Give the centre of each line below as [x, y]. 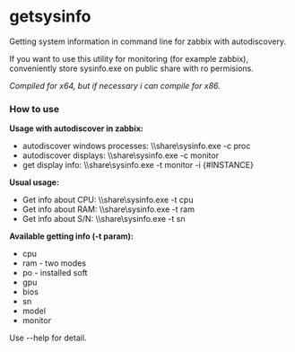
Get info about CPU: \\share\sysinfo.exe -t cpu [108, 200]
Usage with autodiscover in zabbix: [76, 128]
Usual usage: [35, 182]
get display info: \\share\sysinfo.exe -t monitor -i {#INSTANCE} [138, 165]
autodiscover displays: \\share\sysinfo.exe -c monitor [121, 155]
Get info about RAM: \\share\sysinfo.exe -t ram [108, 209]
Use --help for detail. [48, 338]
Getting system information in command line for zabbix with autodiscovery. [148, 41]
